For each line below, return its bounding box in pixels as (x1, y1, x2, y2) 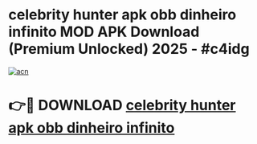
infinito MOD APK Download (8, 23, 200, 41)
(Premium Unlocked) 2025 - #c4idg (8, 40, 251, 58)
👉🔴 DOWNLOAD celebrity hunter (8, 97, 236, 114)
